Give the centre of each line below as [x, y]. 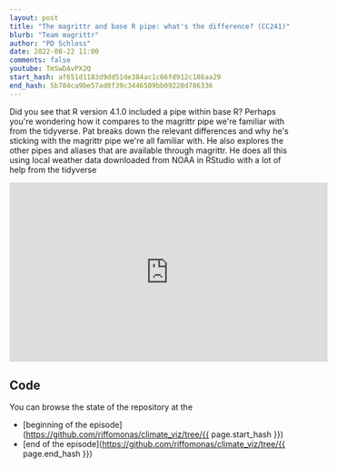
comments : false [40, 60]
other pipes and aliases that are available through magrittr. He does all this [149, 150]
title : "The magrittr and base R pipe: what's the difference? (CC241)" [150, 26]
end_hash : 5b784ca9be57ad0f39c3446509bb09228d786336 [111, 86]
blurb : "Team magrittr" [55, 35]
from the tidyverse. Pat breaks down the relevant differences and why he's [149, 131]
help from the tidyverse [53, 169]
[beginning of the [55, 425]
